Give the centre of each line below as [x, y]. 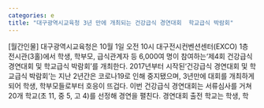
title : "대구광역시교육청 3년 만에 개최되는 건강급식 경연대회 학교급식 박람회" [121, 23]
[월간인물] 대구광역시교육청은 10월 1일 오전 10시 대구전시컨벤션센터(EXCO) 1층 [128, 46]
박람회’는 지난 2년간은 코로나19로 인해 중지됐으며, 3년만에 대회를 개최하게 [141, 76]
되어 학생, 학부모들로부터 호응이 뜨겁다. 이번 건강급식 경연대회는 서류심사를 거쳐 [130, 86]
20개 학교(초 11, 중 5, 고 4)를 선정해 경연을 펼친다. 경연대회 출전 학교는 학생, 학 [128, 95]
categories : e [32, 15]
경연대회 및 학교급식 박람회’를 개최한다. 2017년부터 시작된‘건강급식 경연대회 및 [128, 66]
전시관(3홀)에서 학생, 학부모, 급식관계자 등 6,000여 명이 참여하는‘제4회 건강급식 [130, 56]
